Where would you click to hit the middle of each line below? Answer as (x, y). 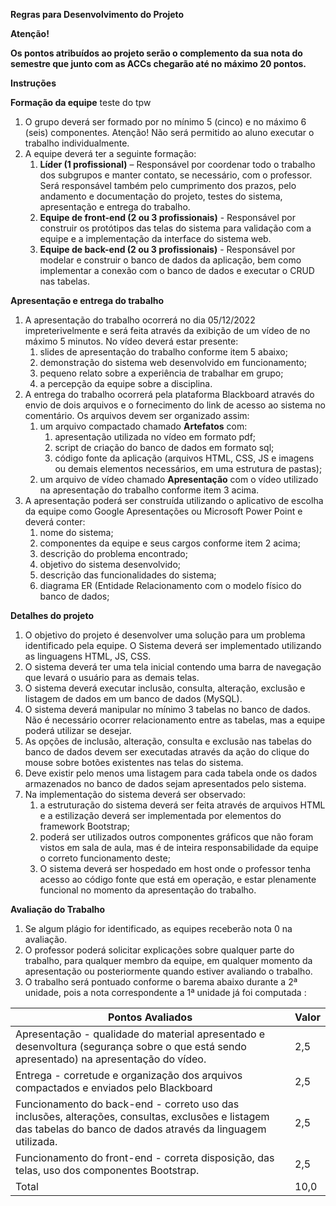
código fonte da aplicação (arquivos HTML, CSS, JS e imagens (184, 458)
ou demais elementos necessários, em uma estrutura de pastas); (188, 468)
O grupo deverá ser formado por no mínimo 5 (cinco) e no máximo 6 (165, 122)
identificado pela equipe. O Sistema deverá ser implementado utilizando (173, 645)
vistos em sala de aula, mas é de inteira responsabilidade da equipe (179, 847)
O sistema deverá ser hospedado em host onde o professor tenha (175, 868)
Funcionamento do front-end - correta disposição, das (145, 1157)
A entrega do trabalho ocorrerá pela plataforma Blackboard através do (169, 394)
